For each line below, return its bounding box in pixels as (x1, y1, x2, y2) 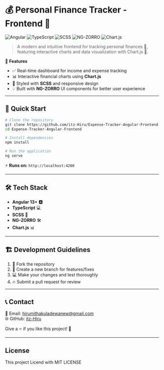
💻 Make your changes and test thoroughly (12, 272, 99, 277)
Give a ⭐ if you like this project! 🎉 (5, 326, 72, 332)
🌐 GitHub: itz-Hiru (5, 316, 41, 322)
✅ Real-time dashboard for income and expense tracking (12, 67, 127, 74)
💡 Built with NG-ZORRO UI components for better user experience (12, 85, 145, 91)
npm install (5, 140, 29, 145)
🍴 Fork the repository (12, 261, 55, 267)
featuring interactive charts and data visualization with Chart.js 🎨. (17, 49, 148, 55)
